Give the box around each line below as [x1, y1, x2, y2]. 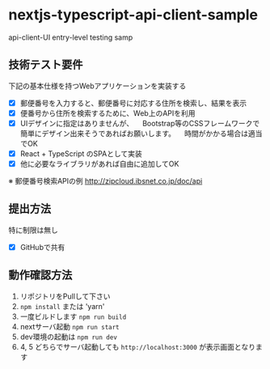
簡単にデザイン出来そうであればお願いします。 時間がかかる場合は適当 [19, 128, 263, 138]
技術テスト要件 [8, 58, 83, 72]
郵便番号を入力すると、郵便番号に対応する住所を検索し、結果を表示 [19, 98, 247, 108]
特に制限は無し [8, 225, 58, 235]
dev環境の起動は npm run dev [19, 332, 117, 341]
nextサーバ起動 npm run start [19, 321, 120, 331]
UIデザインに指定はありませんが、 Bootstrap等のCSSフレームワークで [19, 118, 260, 128]
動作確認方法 [8, 269, 73, 282]
